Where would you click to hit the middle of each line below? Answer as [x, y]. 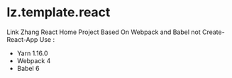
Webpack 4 [34, 60]
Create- [213, 32]
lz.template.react [59, 12]
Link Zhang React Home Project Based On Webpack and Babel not [104, 32]
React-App [22, 39]
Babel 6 [28, 68]
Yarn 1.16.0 [32, 53]
